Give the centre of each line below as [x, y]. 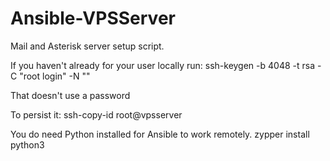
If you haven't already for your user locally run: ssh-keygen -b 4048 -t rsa [163, 65]
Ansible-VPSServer [93, 18]
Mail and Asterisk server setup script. [87, 46]
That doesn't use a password [70, 95]
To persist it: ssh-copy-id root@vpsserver [96, 114]
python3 [27, 144]
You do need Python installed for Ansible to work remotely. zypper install [160, 134]
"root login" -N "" [55, 76]
